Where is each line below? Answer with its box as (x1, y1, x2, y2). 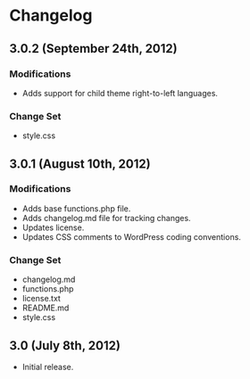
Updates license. (21, 222, 85, 233)
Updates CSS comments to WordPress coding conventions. (21, 231, 241, 242)
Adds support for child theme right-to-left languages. (21, 87, 219, 98)
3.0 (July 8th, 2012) (9, 338, 121, 353)
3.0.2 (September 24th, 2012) (9, 41, 178, 56)
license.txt (21, 293, 61, 304)
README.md (21, 302, 70, 313)
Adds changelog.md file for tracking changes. (21, 212, 191, 223)
